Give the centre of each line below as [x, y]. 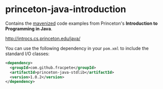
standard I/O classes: [27, 54]
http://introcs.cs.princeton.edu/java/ [43, 38]
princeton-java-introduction [66, 9]
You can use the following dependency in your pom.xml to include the [77, 48]
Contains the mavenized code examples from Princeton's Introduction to [81, 23]
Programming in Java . [29, 28]
